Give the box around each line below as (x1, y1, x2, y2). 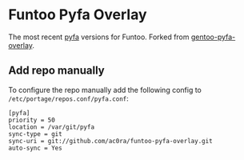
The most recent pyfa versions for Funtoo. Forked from (8, 32, 190, 42)
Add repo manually (8, 64, 106, 78)
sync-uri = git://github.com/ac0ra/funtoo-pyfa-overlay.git (8, 137, 214, 145)
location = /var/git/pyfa (8, 122, 94, 131)
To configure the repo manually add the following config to (8, 85, 202, 94)
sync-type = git (8, 130, 62, 138)
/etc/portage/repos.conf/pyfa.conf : (8, 94, 130, 103)
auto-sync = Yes (8, 144, 62, 152)
